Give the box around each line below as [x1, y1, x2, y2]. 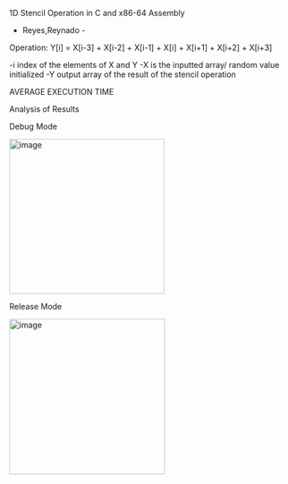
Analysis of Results [9, 104, 80, 115]
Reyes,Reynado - [21, 25, 86, 35]
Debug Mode [9, 121, 58, 132]
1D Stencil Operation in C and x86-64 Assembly [9, 8, 185, 18]
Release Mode [9, 301, 63, 311]
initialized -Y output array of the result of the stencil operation [9, 69, 237, 80]
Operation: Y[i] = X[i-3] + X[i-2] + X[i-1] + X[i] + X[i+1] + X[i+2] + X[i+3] [9, 42, 273, 53]
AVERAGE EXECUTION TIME [9, 87, 114, 97]
